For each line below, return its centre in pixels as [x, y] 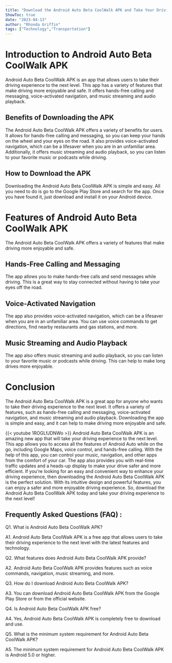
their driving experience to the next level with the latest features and [77, 542]
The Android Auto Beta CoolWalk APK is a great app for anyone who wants [84, 401]
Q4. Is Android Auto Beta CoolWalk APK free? [53, 609]
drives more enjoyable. [29, 366]
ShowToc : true [20, 15]
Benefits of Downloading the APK [60, 118]
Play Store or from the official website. [46, 598]
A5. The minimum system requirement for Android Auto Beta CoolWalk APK [85, 649]
